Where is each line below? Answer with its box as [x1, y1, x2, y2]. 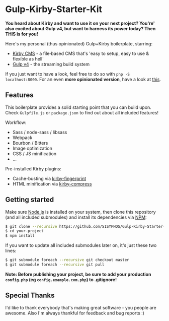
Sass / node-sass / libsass [12, 129, 67, 135]
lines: [5, 248, 17, 254]
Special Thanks [5, 291, 55, 300]
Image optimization [12, 145, 53, 151]
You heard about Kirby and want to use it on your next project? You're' [5, 20, 155, 26]
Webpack [12, 135, 33, 141]
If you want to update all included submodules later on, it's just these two [5, 242, 157, 248]
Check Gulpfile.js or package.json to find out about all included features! [5, 109, 158, 115]
